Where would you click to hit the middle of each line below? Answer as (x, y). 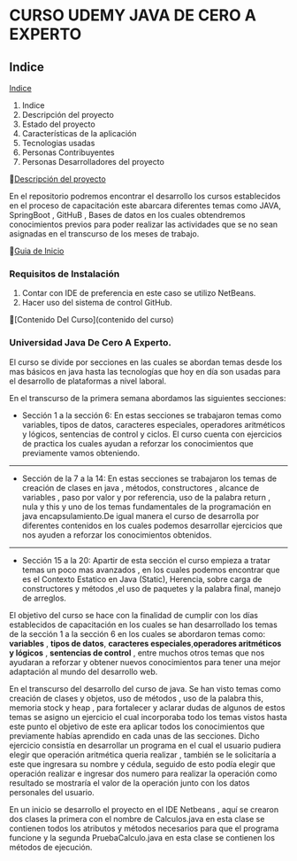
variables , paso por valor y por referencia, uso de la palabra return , (146, 497)
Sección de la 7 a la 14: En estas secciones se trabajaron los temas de (149, 478)
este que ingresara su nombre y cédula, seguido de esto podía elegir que (142, 764)
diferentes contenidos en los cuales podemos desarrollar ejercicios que (152, 525)
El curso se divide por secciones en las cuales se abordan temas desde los (146, 362)
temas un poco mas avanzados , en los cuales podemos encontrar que (151, 570)
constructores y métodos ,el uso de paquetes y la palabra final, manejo (151, 588)
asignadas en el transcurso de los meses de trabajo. (104, 234)
